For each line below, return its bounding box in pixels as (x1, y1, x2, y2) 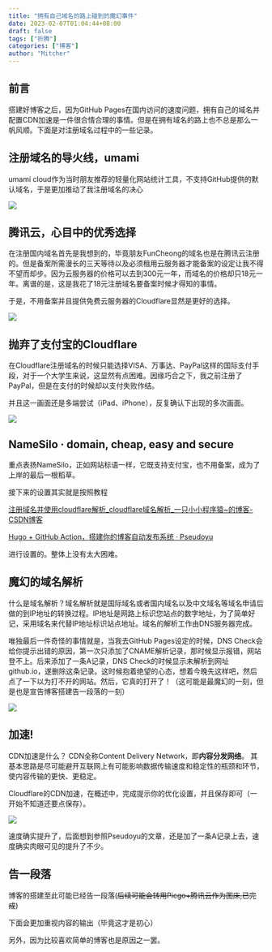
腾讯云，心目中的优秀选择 (8, 226, 136, 239)
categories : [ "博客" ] (8, 42, 79, 50)
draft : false (8, 27, 53, 35)
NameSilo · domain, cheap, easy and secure (8, 437, 235, 451)
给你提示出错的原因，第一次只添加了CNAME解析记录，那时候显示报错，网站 (8, 646, 261, 656)
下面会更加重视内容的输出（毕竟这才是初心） (8, 918, 158, 928)
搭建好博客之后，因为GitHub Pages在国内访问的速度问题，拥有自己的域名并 (8, 105, 261, 114)
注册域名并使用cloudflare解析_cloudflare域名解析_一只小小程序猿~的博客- (8, 505, 253, 515)
